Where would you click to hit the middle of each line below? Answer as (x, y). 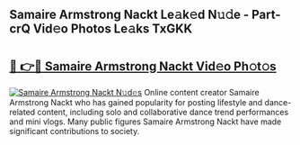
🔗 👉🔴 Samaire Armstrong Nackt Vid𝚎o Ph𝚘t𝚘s (143, 66)
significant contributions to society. (75, 131)
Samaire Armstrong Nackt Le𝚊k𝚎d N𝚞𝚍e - (129, 15)
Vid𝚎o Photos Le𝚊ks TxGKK (113, 29)
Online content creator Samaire (201, 92)
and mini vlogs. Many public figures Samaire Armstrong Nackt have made (146, 122)
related (22, 112)
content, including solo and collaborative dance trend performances (163, 112)
